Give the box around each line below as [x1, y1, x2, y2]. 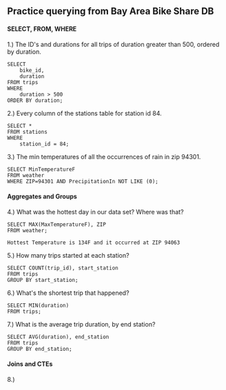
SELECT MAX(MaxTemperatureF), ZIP [7, 220, 107, 228]
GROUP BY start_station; [7, 276, 79, 283]
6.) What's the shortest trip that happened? [7, 289, 130, 297]
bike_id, [19, 67, 45, 74]
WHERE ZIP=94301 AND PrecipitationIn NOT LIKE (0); [7, 178, 158, 185]
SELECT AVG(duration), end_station [7, 333, 110, 340]
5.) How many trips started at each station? [7, 251, 130, 259]
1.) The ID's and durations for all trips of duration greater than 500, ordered [7, 40, 220, 48]
